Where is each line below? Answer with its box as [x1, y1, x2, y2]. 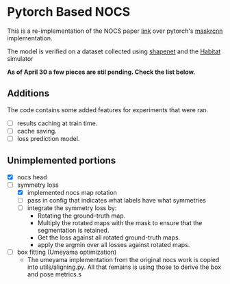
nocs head [16, 172, 47, 181]
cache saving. [16, 127, 57, 135]
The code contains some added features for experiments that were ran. [7, 105, 209, 114]
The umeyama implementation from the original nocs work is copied [27, 256, 220, 264]
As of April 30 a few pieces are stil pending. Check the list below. [7, 68, 196, 76]
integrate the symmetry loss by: [27, 204, 117, 212]
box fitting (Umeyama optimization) [16, 248, 117, 257]
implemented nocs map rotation [27, 188, 118, 196]
